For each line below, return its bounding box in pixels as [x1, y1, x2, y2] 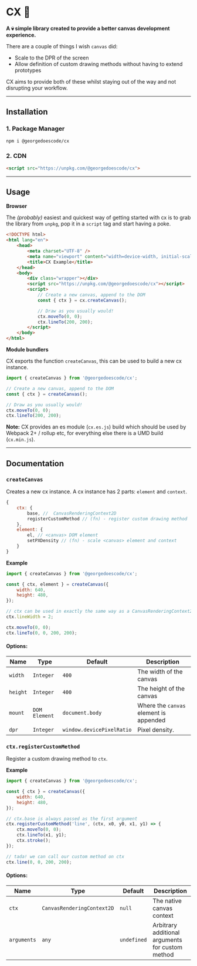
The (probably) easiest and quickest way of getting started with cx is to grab [6, 214, 191, 221]
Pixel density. [137, 725, 174, 733]
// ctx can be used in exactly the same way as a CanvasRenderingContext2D [6, 609, 195, 615]
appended [137, 716, 166, 724]
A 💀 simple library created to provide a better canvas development [6, 25, 170, 32]
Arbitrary [152, 921, 178, 929]
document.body [62, 709, 102, 716]
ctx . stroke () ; [16, 838, 51, 844]
